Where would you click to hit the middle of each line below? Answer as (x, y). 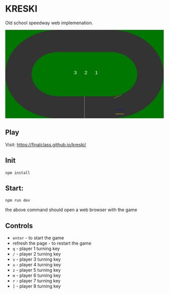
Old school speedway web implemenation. (49, 23)
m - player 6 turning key (37, 275)
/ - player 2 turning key (37, 254)
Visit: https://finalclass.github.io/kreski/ (46, 144)
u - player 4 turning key (37, 265)
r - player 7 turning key (36, 281)
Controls (19, 226)
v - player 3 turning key (37, 259)
